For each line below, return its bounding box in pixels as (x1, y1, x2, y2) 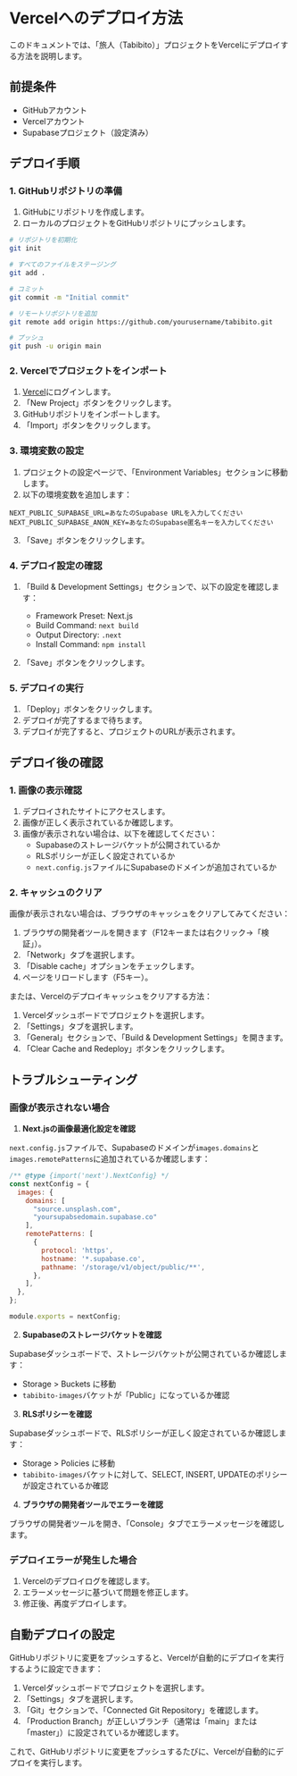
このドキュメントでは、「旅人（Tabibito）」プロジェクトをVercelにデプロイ (9, 39, 281, 50)
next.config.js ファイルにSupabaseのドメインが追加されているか (35, 862, 277, 872)
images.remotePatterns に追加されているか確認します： (9, 1154, 210, 1165)
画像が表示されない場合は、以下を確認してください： (21, 829, 218, 839)
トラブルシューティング (9, 1072, 138, 1087)
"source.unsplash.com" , (32, 1204, 122, 1214)
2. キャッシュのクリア (9, 886, 103, 898)
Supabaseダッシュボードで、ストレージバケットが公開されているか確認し (9, 1348, 279, 1359)
